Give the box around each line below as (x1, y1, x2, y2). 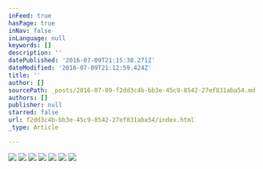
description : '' (8, 49, 62, 57)
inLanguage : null (8, 34, 66, 42)
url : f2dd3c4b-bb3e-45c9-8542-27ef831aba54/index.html (8, 116, 195, 124)
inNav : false (8, 26, 52, 34)
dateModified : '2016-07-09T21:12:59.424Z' (8, 64, 152, 72)
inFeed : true (8, 11, 52, 20)
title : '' (8, 71, 42, 79)
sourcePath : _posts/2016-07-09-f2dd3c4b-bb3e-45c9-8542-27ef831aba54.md (8, 86, 256, 95)
